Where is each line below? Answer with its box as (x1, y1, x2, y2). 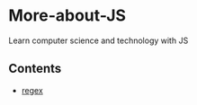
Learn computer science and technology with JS (8, 35, 189, 46)
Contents (8, 61, 62, 76)
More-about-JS (8, 5, 127, 26)
